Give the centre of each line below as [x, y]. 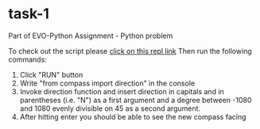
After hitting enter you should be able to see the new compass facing [133, 116]
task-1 [29, 14]
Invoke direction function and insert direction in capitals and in [122, 91]
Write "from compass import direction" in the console [107, 83]
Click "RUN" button [51, 74]
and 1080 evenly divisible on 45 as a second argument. [110, 108]
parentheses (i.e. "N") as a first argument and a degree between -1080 [136, 100]
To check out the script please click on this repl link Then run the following [130, 51]
